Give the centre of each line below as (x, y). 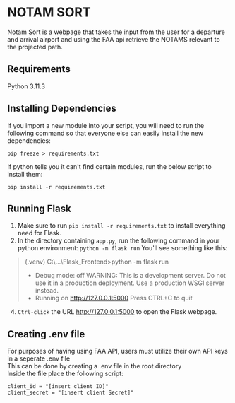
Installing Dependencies (62, 109)
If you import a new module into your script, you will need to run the (106, 125)
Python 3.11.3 (26, 86)
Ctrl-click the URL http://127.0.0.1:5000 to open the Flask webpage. (117, 312)
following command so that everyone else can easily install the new (106, 133)
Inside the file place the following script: (65, 374)
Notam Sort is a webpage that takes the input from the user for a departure (116, 32)
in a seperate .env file (39, 358)
